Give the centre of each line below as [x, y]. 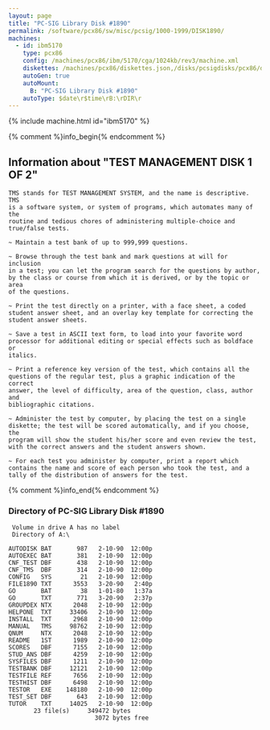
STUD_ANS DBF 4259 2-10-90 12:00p [80, 655]
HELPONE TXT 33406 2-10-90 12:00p [80, 612]
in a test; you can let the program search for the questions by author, [135, 271]
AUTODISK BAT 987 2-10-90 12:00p [80, 549]
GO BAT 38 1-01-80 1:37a [80, 591]
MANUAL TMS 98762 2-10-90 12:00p [80, 626]
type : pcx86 [43, 53]
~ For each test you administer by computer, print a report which [124, 461]
